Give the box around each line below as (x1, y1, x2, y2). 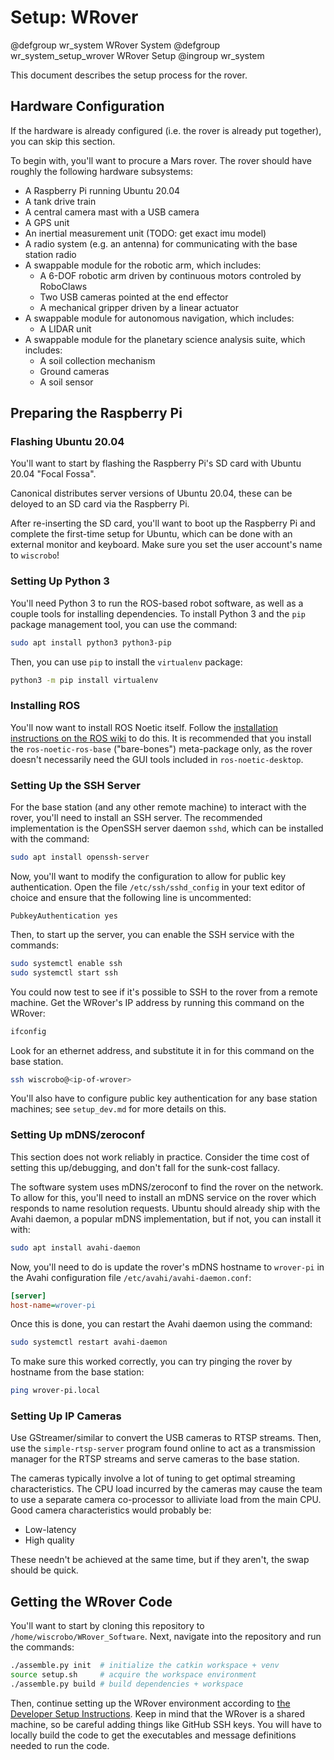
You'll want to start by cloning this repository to (10, 1620, 205, 1632)
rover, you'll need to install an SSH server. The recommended (10, 812, 263, 824)
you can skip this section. (10, 135, 116, 147)
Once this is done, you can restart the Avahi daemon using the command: (10, 1318, 313, 1330)
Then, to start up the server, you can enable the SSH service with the (10, 928, 295, 940)
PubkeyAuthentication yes (10, 911, 118, 921)
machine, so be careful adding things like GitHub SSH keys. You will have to (10, 1718, 322, 1730)
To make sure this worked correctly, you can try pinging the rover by (10, 1356, 293, 1368)
